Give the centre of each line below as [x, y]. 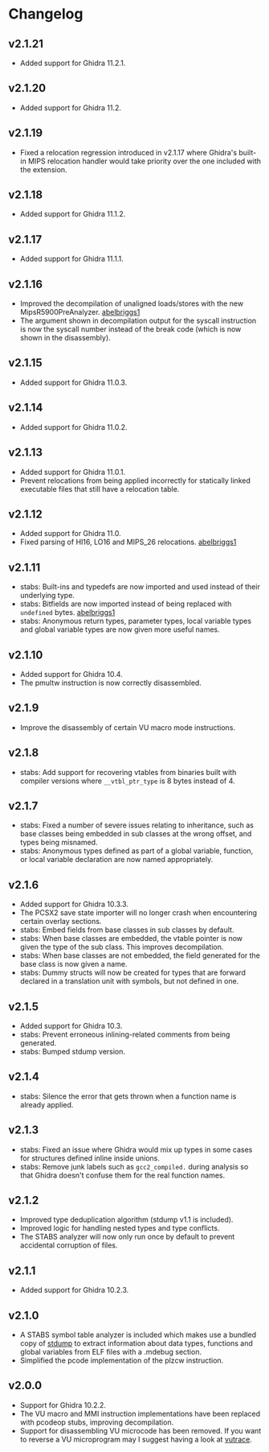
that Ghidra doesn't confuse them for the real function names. [122, 1175]
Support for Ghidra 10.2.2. [63, 1405]
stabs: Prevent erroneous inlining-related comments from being [125, 1034]
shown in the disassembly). [65, 338]
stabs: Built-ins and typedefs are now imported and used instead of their [140, 587]
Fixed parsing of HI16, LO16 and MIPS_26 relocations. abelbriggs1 [128, 542]
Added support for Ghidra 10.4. [71, 674]
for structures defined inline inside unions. [90, 1158]
